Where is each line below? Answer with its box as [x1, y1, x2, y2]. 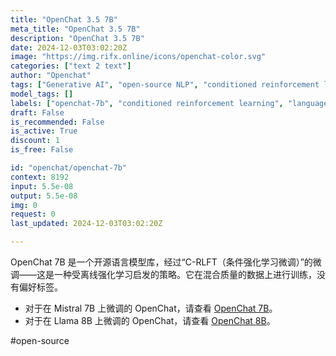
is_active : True [10, 126, 78, 136]
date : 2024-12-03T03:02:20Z [10, 42, 128, 53]
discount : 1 [10, 136, 60, 146]
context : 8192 [10, 172, 70, 182]
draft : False [10, 107, 65, 118]
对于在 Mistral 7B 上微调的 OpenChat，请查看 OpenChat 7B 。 [24, 302, 278, 314]
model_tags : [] [10, 89, 74, 99]
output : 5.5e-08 [10, 191, 78, 201]
